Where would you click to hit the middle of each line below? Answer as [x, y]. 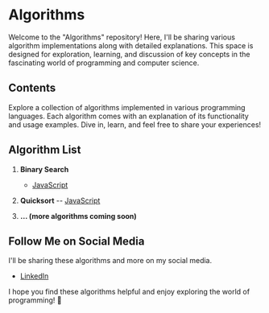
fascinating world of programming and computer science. [104, 63]
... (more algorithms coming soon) [78, 216]
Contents [32, 88]
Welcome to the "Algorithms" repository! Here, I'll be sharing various [122, 37]
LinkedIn [34, 276]
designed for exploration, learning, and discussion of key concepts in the [129, 54]
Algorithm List [45, 150]
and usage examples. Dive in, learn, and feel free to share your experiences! [135, 124]
